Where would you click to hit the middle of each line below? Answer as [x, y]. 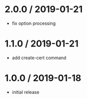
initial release [25, 92]
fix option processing [34, 23]
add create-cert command [39, 58]
